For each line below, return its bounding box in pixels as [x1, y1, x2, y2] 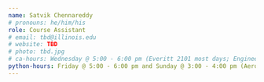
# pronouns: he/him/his [8, 19, 86, 27]
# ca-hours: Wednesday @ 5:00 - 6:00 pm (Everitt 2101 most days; [8, 55, 230, 63]
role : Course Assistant [8, 26, 86, 34]
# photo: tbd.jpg [8, 48, 65, 55]
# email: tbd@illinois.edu [8, 33, 97, 41]
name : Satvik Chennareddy [8, 11, 93, 20]
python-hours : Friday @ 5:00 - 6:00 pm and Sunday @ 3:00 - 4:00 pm [8, 62, 237, 70]
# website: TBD [8, 41, 58, 48]
